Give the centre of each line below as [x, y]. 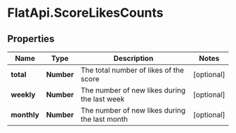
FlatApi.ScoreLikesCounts [85, 13]
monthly [25, 115]
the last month [104, 119]
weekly [23, 94]
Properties [31, 39]
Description [133, 58]
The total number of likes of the [132, 70]
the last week [103, 99]
